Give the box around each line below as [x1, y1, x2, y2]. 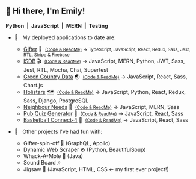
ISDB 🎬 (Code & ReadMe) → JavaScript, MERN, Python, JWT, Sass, [23, 57, 185, 64]
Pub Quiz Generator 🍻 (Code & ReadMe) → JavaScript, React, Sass [23, 110, 184, 117]
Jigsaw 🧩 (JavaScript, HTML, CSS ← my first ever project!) [23, 165, 169, 172]
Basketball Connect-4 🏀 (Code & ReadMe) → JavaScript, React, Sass [23, 116, 189, 124]
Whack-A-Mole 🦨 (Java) [23, 152, 84, 160]
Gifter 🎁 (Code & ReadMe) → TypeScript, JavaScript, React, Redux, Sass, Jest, [23, 45, 191, 52]
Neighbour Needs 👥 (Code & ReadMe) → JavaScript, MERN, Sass [23, 103, 180, 110]
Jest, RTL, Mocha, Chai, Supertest [23, 66, 109, 73]
